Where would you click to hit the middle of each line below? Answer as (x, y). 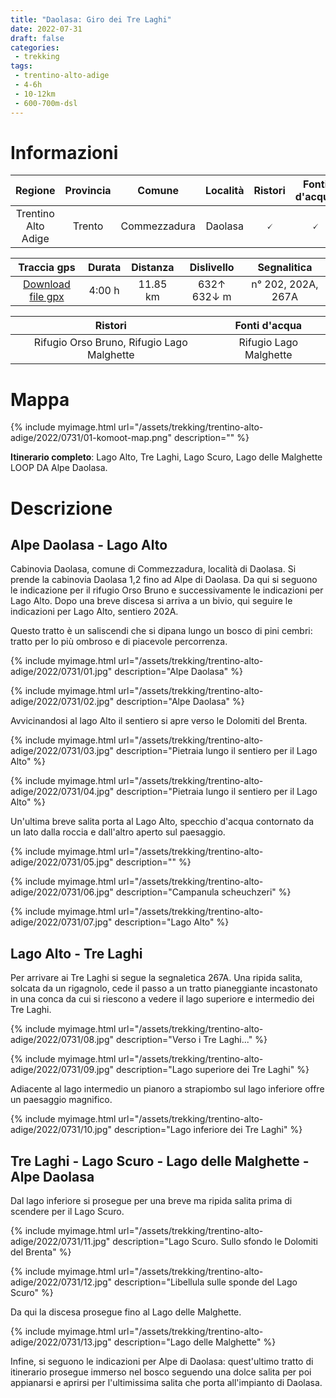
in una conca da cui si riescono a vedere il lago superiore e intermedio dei (162, 999)
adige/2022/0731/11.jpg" (60, 1241)
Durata (104, 268)
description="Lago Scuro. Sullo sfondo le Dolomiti (215, 1241)
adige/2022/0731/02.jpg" (62, 702)
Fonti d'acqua (268, 326)
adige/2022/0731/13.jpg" (61, 1342)
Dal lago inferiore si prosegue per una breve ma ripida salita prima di (151, 1200)
